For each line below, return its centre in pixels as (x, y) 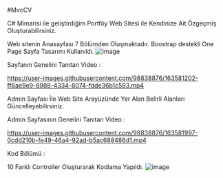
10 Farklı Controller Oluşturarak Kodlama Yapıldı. (75, 167)
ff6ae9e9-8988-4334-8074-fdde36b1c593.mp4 (76, 85)
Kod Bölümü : (26, 154)
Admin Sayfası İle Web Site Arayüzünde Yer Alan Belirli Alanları (96, 99)
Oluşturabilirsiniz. (32, 31)
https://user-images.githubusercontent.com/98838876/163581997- (103, 133)
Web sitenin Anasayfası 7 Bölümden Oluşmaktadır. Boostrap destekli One (110, 44)
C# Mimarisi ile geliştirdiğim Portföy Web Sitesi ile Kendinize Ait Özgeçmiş (112, 23)
